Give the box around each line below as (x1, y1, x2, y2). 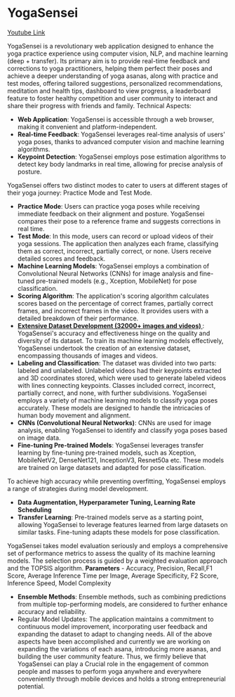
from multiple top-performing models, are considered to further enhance (17, 599, 228, 608)
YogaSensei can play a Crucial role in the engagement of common (17, 659, 209, 668)
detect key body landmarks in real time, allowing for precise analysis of (17, 159, 223, 168)
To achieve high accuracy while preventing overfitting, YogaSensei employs (7, 476, 227, 486)
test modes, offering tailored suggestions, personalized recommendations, (7, 79, 223, 87)
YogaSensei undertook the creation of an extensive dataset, (17, 344, 191, 352)
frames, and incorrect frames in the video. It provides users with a (17, 306, 209, 315)
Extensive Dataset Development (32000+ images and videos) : (17, 321, 205, 330)
